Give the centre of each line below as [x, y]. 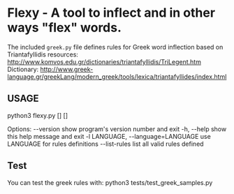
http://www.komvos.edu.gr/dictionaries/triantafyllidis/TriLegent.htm [104, 61]
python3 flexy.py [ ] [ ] [38, 115]
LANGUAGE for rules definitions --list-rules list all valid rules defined [105, 144]
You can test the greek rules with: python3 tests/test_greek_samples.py [110, 182]
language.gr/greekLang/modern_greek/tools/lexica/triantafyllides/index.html [117, 76]
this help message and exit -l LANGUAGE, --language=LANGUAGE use [109, 136]
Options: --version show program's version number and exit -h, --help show [117, 129]
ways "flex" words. [65, 28]
